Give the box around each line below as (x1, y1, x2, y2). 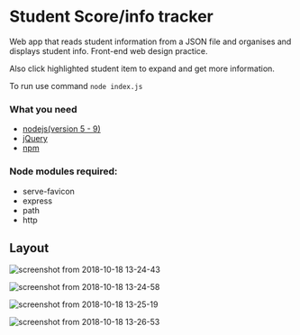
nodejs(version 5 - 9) (22, 123, 101, 134)
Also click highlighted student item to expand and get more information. (9, 63, 275, 74)
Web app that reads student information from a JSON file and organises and (9, 36, 292, 47)
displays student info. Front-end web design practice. (9, 45, 209, 56)
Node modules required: (9, 165, 118, 177)
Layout (9, 240, 50, 256)
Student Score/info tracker (9, 6, 214, 27)
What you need (9, 103, 78, 115)
